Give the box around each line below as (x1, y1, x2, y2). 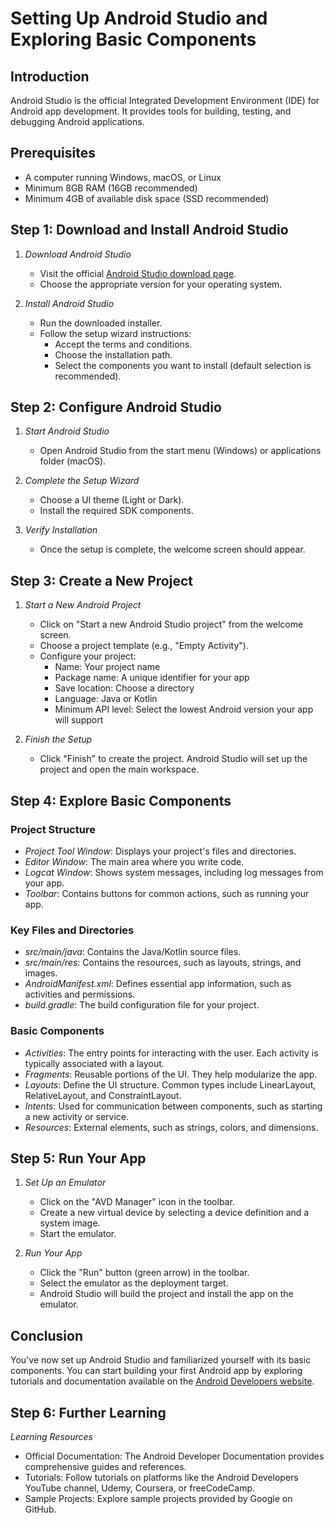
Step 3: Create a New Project (10, 572, 193, 589)
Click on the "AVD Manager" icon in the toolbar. (39, 1196, 235, 1208)
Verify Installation (24, 524, 98, 536)
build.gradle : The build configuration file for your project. (24, 999, 260, 1011)
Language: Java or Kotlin (54, 693, 158, 705)
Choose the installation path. (54, 348, 173, 361)
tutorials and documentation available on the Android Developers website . (10, 1375, 315, 1387)
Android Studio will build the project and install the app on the (39, 1288, 294, 1300)
